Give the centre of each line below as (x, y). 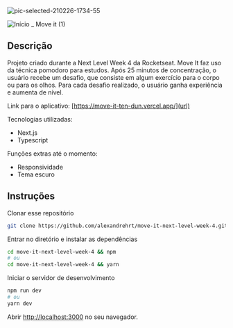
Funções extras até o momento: (52, 154)
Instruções (31, 196)
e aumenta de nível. (35, 92)
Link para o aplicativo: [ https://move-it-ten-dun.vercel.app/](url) (99, 106)
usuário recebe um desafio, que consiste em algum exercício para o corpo (113, 77)
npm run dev (24, 291)
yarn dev (20, 303)
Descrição (30, 46)
